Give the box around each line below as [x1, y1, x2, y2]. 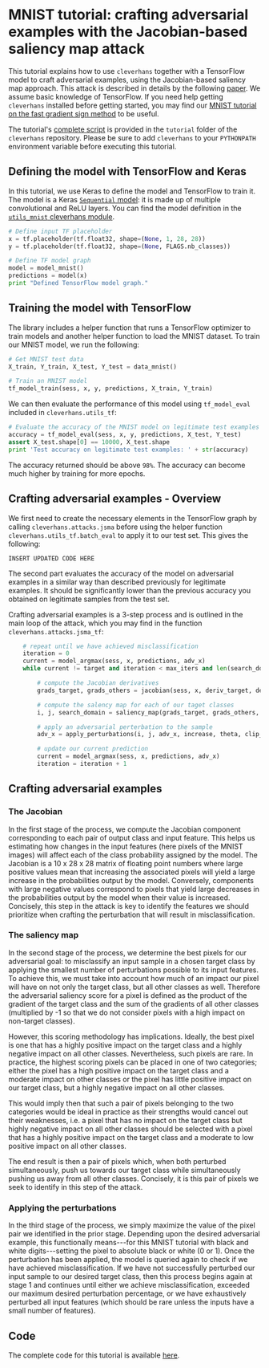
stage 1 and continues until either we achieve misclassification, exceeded [8, 1280, 251, 1290]
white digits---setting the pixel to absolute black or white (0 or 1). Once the [8, 1246, 255, 1256]
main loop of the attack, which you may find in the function [8, 618, 203, 628]
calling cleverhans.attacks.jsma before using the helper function [8, 522, 223, 531]
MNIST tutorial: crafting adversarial [8, 6, 249, 24]
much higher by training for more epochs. [8, 468, 146, 478]
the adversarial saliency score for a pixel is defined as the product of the [8, 990, 247, 1000]
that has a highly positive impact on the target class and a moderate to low [8, 1132, 255, 1142]
